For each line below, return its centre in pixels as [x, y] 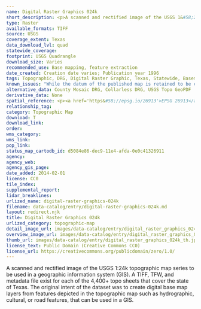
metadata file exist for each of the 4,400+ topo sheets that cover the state [98, 281]
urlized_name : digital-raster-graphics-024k [63, 201]
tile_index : [21, 184]
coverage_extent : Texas [36, 40]
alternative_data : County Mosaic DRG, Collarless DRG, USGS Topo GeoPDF [99, 90]
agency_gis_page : [28, 168]
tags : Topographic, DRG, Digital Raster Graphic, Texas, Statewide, [93, 78]
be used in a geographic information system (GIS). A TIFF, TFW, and [90, 275]
